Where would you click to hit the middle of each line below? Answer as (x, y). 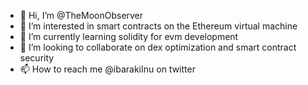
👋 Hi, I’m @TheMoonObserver (81, 15)
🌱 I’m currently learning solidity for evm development (129, 36)
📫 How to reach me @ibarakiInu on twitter (107, 69)
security (37, 58)
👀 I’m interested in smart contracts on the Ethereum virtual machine (158, 26)
